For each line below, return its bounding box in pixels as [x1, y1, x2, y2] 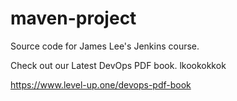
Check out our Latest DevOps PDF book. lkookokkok [10, 59, 227, 71]
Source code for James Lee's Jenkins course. [10, 40, 200, 52]
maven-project [10, 7, 137, 30]
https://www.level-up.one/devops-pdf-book [10, 78, 192, 91]
